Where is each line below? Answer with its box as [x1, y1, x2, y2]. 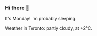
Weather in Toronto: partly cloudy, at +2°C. [5, 25, 92, 31]
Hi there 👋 [5, 4, 30, 11]
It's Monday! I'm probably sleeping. [5, 16, 77, 22]
